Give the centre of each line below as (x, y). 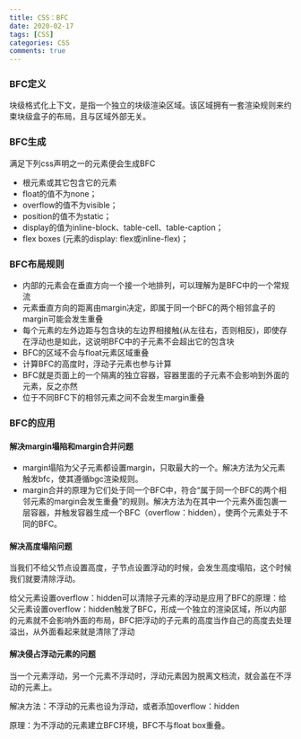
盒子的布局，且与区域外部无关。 (91, 117)
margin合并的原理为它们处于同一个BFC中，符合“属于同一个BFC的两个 (150, 490)
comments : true (38, 51)
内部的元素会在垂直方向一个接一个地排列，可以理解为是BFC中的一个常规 (155, 286)
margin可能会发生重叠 (63, 319)
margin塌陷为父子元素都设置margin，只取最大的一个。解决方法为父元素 (154, 468)
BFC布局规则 (37, 264)
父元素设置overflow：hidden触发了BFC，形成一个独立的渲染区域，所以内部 (148, 609)
